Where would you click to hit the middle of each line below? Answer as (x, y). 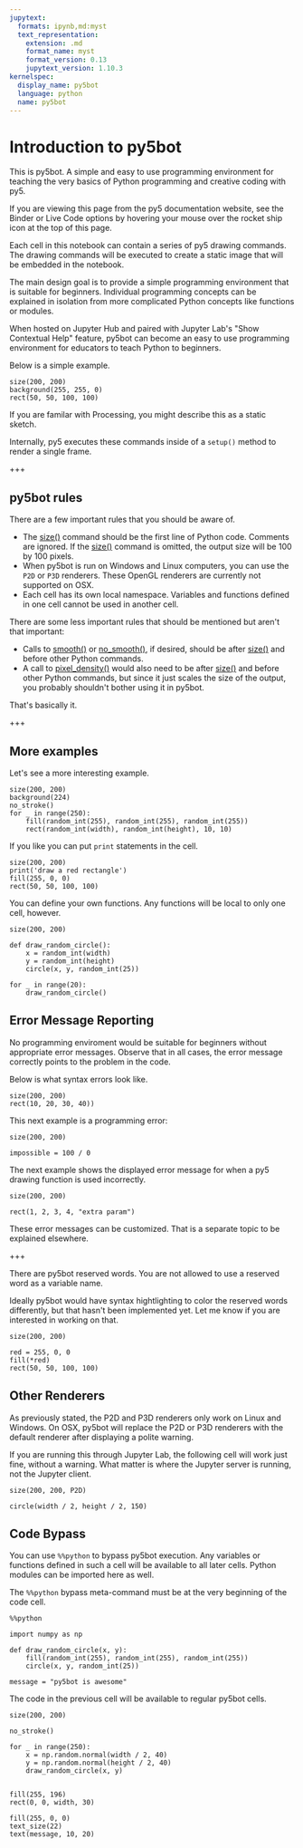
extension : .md (54, 43)
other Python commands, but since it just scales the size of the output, (154, 678)
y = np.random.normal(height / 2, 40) (99, 1763)
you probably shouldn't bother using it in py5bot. (114, 688)
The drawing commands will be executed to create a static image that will (146, 255)
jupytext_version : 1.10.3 (75, 69)
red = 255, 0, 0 (40, 1352)
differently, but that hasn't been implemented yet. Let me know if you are (145, 1310)
